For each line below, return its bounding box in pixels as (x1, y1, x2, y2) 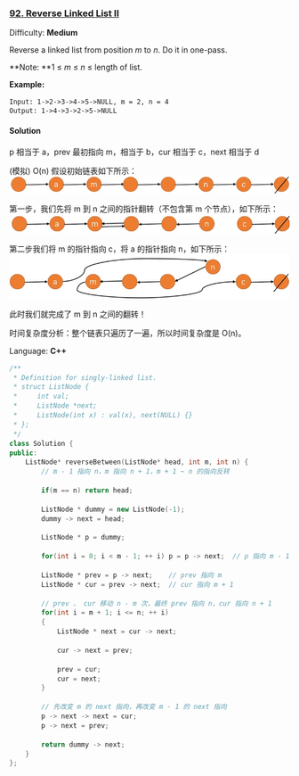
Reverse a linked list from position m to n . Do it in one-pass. (9, 45, 228, 55)
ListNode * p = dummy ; (41, 533, 125, 542)
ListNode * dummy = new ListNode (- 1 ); (41, 505, 185, 514)
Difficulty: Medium (9, 28, 78, 38)
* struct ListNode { (12, 383, 90, 392)
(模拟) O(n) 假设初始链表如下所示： (9, 165, 138, 176)
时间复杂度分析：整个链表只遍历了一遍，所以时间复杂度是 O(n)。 (9, 327, 246, 338)
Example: (9, 79, 45, 90)
